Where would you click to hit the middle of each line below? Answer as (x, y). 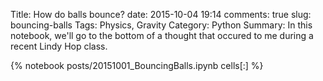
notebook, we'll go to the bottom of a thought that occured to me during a (162, 35)
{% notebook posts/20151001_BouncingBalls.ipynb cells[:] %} (137, 65)
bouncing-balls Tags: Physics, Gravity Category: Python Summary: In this (161, 25)
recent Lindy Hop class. (59, 46)
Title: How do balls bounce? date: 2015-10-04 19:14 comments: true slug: (161, 14)
